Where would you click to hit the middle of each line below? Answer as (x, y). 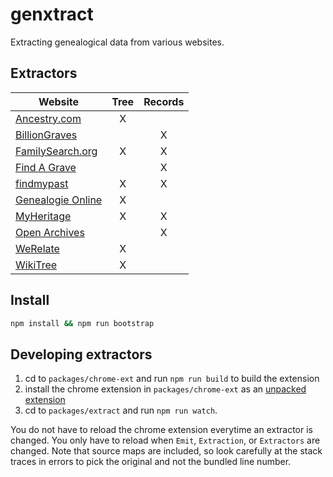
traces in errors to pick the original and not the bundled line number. (151, 462)
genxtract (52, 14)
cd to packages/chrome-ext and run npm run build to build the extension (172, 379)
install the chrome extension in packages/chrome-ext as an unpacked (165, 389)
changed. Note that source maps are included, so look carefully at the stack (166, 451)
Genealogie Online (59, 200)
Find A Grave (46, 167)
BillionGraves (46, 135)
